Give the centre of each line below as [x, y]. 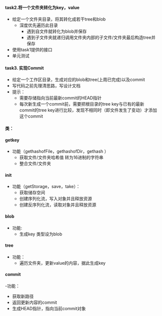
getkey [12, 140]
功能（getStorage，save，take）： [46, 187]
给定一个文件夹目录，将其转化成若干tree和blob [59, 19]
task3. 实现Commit [25, 68]
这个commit [31, 116]
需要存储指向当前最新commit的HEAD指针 [61, 98]
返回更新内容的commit [35, 302]
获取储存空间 [32, 192]
